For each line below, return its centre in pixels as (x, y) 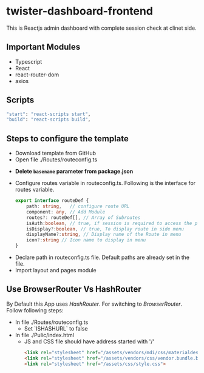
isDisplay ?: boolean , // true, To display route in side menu (105, 229)
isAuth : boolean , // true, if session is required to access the (109, 223)
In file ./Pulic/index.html (45, 335)
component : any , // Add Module (66, 212)
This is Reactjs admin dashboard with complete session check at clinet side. (102, 28)
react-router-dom (37, 75)
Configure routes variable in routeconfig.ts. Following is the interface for (105, 183)
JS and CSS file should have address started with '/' (89, 341)
